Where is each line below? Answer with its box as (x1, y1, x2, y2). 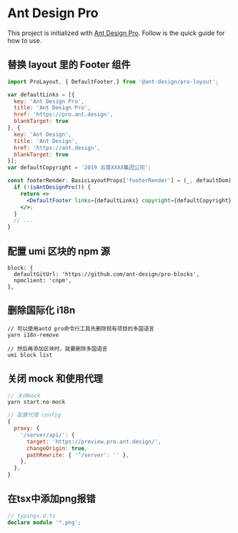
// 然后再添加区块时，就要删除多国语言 (7, 345, 108, 352)
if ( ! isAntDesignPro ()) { (14, 184, 91, 191)
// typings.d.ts (7, 512, 56, 519)
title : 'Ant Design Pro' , (14, 104, 91, 111)
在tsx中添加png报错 (7, 493, 96, 505)
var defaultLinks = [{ (7, 91, 75, 98)
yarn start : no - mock (7, 399, 66, 406)
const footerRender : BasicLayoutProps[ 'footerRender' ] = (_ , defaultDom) (7, 177, 232, 184)
